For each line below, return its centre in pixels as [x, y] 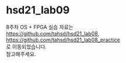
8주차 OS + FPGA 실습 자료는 [40, 27]
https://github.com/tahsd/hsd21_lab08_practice [63, 40]
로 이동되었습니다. [27, 47]
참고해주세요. [21, 54]
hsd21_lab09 [38, 10]
